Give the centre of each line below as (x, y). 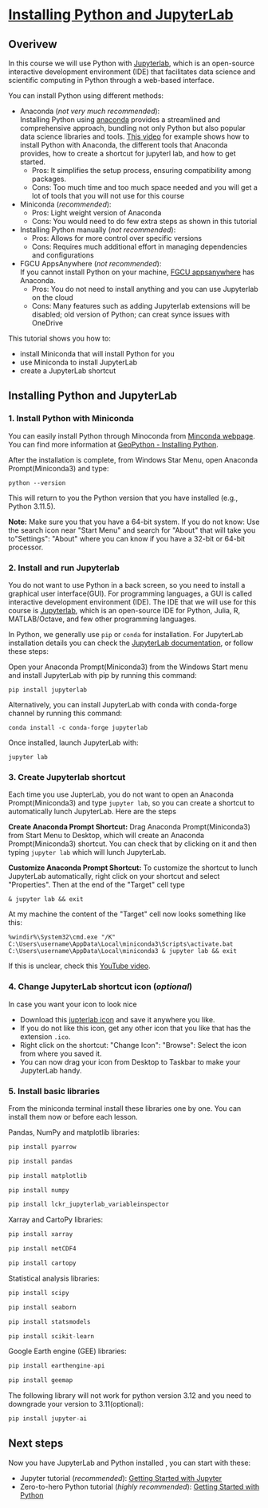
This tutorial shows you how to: (60, 338)
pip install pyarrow (43, 1147)
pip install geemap (41, 1380)
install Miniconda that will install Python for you (97, 354)
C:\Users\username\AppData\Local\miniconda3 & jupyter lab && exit (123, 951)
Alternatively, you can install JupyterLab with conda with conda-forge (123, 704)
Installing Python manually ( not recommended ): (98, 230)
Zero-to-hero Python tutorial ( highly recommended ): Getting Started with (140, 1486)
